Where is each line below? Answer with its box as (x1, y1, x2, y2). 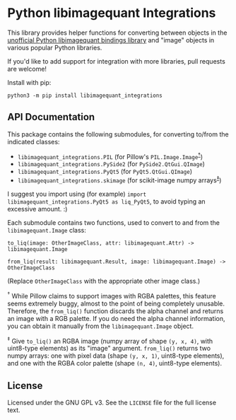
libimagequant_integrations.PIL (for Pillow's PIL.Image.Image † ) (17, 151, 203, 161)
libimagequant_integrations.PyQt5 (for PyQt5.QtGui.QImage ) (17, 168, 193, 176)
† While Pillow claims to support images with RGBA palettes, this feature (7, 291, 217, 300)
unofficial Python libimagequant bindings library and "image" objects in (7, 35, 215, 44)
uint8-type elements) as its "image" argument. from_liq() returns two (7, 344, 211, 353)
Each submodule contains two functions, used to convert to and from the (7, 218, 220, 227)
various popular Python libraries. (7, 43, 102, 52)
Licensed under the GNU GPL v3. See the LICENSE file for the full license (7, 398, 217, 407)
